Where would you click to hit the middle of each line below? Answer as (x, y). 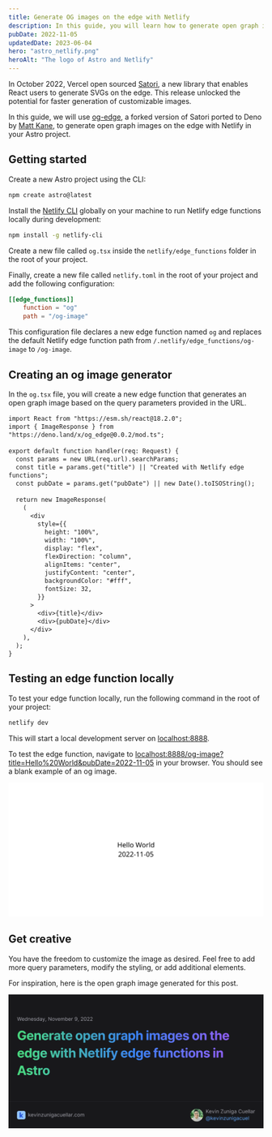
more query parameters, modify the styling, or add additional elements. (127, 967)
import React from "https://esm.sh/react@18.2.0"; (96, 418)
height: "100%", (72, 532)
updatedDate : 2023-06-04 (50, 43)
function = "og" (51, 308)
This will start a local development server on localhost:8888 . (109, 738)
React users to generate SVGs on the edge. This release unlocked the (125, 92)
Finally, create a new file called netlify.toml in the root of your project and (134, 275)
